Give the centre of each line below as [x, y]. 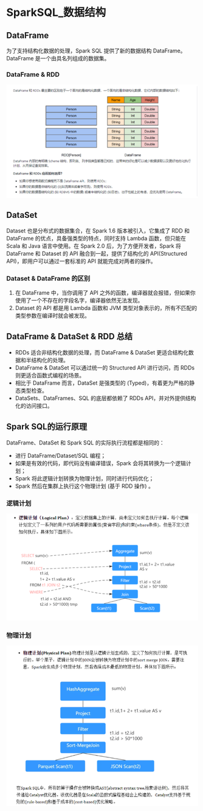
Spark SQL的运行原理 [47, 427]
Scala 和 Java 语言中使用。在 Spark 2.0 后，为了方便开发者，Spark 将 [94, 246]
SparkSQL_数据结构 [56, 12]
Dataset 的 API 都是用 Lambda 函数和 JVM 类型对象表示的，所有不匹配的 [106, 307]
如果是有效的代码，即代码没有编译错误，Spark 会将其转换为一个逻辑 [101, 463]
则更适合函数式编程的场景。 [50, 375]
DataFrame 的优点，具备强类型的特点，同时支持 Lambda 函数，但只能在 [96, 238]
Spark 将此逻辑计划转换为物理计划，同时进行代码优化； [84, 478]
